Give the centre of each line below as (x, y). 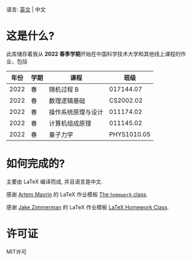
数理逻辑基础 (67, 101)
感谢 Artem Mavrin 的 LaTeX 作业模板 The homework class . (77, 194)
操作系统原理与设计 (76, 112)
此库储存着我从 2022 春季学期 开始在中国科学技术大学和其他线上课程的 (94, 54)
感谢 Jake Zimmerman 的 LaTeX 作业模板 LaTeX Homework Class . (88, 207)
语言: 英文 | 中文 (26, 9)
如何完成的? (36, 164)
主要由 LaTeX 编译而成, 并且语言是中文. (54, 181)
